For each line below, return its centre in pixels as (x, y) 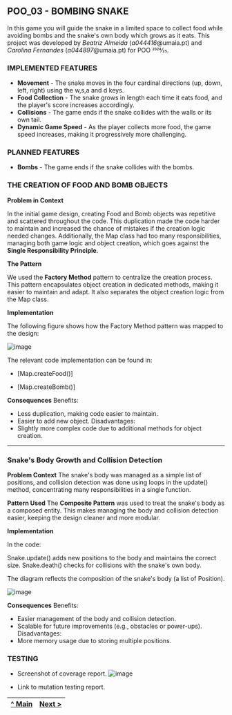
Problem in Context (36, 200)
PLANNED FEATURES (43, 153)
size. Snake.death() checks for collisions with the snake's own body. (104, 565)
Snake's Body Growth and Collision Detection (85, 460)
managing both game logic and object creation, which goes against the (108, 243)
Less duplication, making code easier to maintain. (88, 413)
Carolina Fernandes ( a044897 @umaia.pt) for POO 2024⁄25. (88, 50)
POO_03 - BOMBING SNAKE (68, 11)
